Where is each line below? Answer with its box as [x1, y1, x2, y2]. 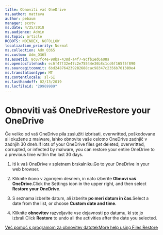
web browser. [12, 166, 40, 172]
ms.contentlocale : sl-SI [5, 75, 55, 80]
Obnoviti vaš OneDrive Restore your [5, 105, 151, 116]
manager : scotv [5, 20, 36, 26]
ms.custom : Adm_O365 [5, 52, 47, 57]
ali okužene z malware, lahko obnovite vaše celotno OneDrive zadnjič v [5, 136, 147, 142]
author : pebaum [5, 16, 36, 21]
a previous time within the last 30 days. [5, 151, 83, 158]
